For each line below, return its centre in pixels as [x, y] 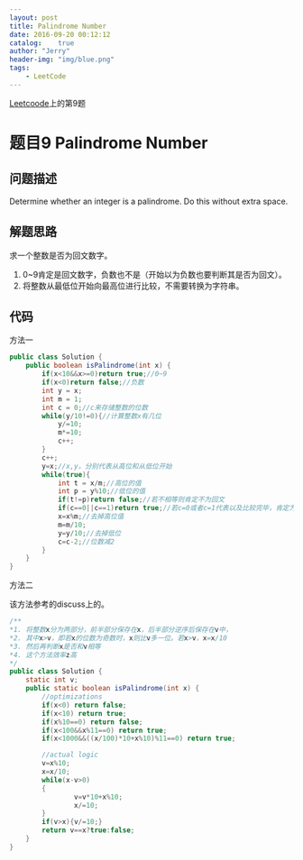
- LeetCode [46, 77]
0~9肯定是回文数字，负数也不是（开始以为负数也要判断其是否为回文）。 [154, 274]
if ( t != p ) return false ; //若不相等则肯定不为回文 [141, 500]
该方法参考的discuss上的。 [60, 604]
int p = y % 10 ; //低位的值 [101, 491]
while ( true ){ [66, 474]
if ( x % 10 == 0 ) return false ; [92, 722]
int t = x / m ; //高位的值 [99, 483]
